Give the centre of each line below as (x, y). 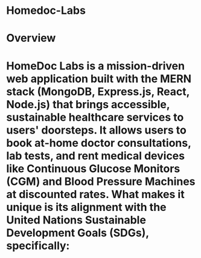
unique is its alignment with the (87, 207)
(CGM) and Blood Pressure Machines (101, 181)
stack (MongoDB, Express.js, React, (98, 92)
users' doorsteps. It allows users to (97, 130)
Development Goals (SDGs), (78, 233)
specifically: (38, 246)
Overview (31, 38)
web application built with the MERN (99, 79)
